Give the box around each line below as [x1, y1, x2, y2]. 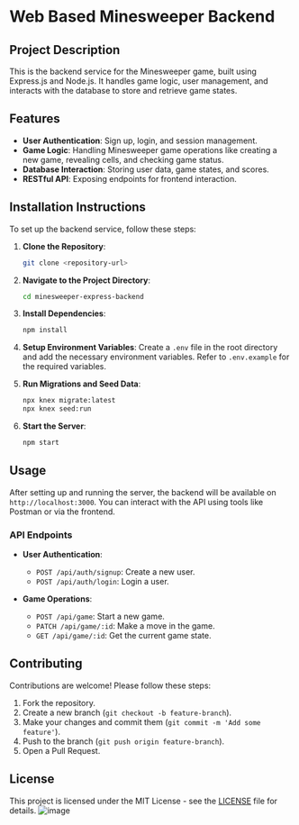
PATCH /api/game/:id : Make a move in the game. [35, 620, 215, 631]
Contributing [9, 656, 83, 672]
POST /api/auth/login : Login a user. [35, 576, 169, 586]
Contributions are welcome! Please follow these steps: [9, 680, 212, 691]
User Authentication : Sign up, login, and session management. [22, 135, 258, 146]
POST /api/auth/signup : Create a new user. [35, 566, 195, 577]
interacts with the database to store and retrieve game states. [9, 86, 238, 95]
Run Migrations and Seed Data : [22, 378, 141, 389]
